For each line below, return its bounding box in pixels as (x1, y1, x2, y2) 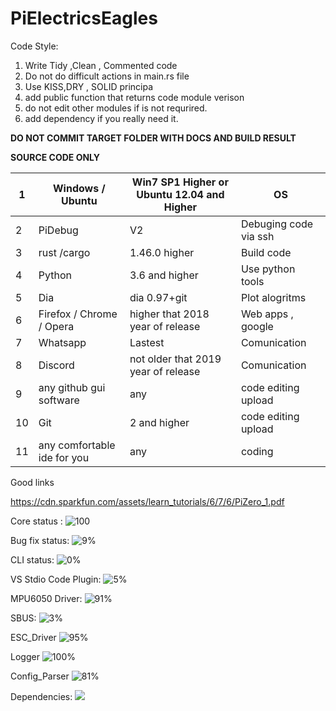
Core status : (10, 515, 63, 527)
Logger (10, 650, 40, 662)
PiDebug (38, 223, 79, 237)
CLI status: (10, 553, 55, 566)
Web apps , (240, 307, 294, 321)
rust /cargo (38, 245, 91, 259)
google (240, 319, 274, 333)
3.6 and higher (129, 268, 199, 282)
